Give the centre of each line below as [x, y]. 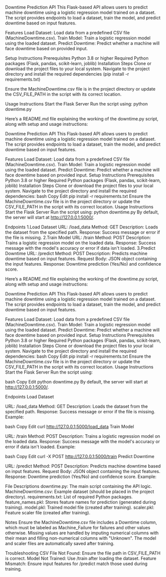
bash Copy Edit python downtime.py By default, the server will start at [77, 382]
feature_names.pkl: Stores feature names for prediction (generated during [81, 502]
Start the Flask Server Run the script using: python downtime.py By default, [82, 212]
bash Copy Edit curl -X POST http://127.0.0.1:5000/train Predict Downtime [80, 456]
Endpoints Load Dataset [30, 397]
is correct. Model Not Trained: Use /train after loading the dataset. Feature [81, 558]
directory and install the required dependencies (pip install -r [67, 74]
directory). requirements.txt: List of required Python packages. [69, 497]
